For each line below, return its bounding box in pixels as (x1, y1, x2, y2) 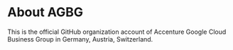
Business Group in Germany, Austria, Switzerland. (7, 35, 153, 43)
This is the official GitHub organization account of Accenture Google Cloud (7, 27, 227, 36)
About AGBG (7, 4, 84, 20)
